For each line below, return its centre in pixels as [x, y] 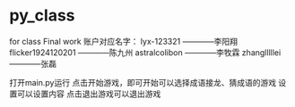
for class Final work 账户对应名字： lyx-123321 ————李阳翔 [123, 41]
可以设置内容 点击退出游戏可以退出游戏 [89, 94]
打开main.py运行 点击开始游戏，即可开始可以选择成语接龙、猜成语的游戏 [143, 82]
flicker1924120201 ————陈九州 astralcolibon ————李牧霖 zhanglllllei [145, 52]
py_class [42, 16]
